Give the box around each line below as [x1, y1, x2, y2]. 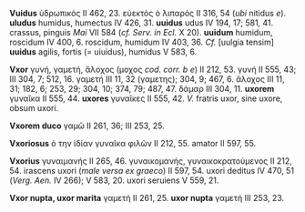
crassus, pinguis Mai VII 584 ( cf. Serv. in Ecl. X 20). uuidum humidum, [9, 27, 273, 37]
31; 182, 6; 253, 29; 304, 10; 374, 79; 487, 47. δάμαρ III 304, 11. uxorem [9, 84, 275, 94]
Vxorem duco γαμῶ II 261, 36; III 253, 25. [9, 120, 166, 131]
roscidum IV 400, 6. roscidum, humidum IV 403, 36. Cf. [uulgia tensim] [9, 36, 275, 47]
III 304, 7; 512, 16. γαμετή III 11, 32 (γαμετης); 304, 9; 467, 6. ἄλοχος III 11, [9, 74, 285, 85]
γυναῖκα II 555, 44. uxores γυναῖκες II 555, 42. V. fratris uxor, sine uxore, [9, 93, 283, 104]
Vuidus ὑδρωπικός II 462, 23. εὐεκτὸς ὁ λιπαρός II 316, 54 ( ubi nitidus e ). [9, 8, 287, 18]
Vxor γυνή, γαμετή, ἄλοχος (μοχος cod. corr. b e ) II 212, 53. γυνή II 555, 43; [9, 64, 297, 75]
